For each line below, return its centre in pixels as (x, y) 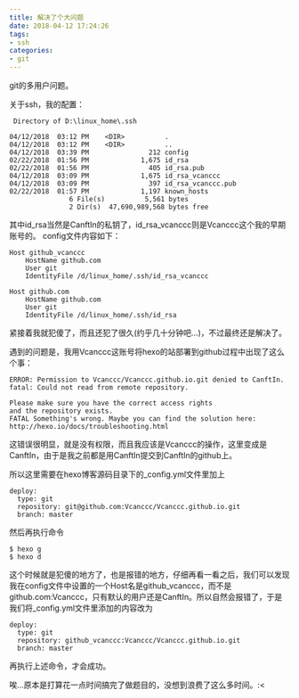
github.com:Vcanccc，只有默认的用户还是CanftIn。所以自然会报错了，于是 (146, 597)
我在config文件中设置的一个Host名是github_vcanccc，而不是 (121, 586)
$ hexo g (25, 549)
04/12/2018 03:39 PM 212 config (99, 152)
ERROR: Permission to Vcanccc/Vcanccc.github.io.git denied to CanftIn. (147, 380)
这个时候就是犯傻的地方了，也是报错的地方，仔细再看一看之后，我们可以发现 (149, 575)
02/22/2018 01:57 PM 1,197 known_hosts (109, 192)
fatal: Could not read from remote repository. (99, 388)
